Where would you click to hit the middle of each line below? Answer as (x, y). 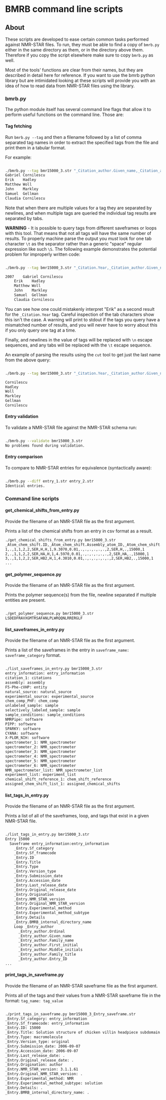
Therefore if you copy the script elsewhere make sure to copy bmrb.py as (79, 55)
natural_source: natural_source (38, 692)
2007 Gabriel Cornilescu (34, 277)
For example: (19, 157)
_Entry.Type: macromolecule (34, 1037)
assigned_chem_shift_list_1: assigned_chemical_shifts (63, 784)
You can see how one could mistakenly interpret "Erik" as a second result (80, 309)
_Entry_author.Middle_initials (50, 950)
